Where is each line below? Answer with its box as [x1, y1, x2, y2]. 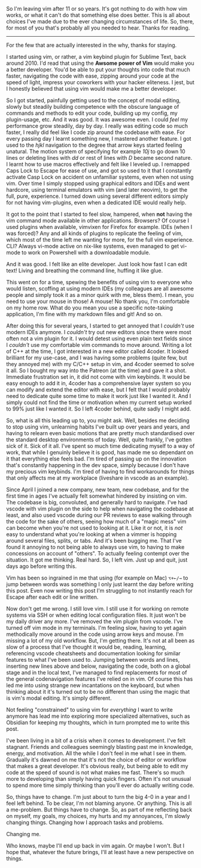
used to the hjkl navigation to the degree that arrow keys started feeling [6, 141, 182, 148]
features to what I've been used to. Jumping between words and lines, [6, 656, 180, 663]
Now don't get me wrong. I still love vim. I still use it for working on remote [6, 605, 189, 612]
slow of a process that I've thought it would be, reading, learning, [6, 643, 167, 650]
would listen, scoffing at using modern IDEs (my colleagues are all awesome [6, 285, 194, 292]
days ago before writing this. [6, 563, 77, 570]
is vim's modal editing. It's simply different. [6, 694, 112, 701]
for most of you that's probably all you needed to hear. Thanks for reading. [6, 24, 190, 31]
